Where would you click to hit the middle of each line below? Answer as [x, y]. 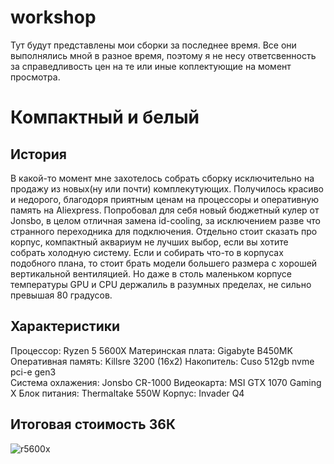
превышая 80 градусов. [61, 295]
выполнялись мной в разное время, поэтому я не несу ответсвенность [163, 55]
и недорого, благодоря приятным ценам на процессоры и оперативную [165, 199]
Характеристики [65, 326]
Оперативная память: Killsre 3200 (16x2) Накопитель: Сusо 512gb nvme [162, 361]
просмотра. [35, 77]
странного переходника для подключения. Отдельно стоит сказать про [164, 231]
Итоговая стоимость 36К [93, 424]
